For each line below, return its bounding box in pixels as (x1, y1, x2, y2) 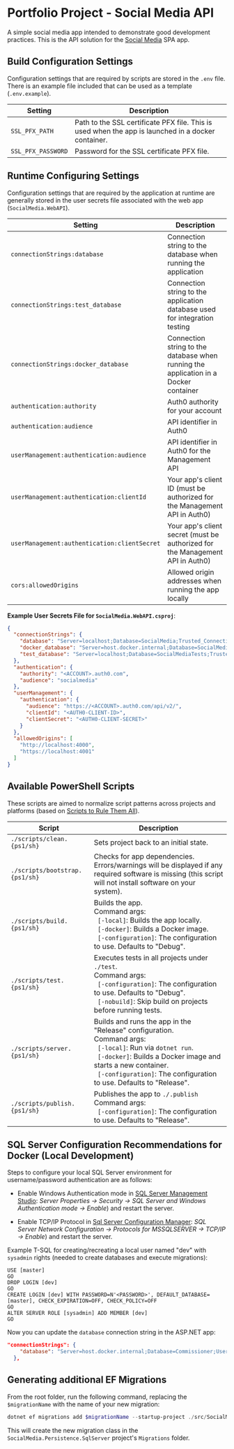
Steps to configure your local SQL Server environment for (7, 1168, 173, 1177)
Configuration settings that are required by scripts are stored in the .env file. (7, 74, 226, 82)
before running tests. (93, 1005, 162, 1014)
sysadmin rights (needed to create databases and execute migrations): (7, 1253, 208, 1262)
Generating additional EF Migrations (7, 1374, 167, 1386)
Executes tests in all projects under (93, 952, 208, 962)
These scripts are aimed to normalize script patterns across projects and (7, 799, 216, 808)
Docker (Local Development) (7, 1150, 134, 1162)
